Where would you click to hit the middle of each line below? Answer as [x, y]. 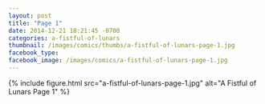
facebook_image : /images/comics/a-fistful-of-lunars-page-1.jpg [118, 61]
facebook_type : [34, 53]
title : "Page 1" [35, 23]
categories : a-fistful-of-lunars [64, 38]
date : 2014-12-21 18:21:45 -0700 [64, 30]
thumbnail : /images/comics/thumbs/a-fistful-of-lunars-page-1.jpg [122, 46]
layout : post [30, 16]
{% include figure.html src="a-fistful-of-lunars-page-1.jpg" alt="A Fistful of [132, 83]
